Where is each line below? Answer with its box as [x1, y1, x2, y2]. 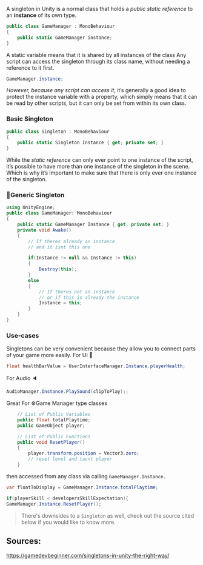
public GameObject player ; [17, 423, 85, 429]
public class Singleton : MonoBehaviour [6, 129, 110, 135]
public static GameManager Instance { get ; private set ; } [17, 221, 170, 228]
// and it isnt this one [28, 244, 91, 250]
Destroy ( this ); [38, 266, 78, 272]
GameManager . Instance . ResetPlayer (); [6, 501, 102, 507]
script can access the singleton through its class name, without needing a [6, 58, 190, 65]
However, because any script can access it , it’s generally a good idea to [6, 87, 186, 94]
